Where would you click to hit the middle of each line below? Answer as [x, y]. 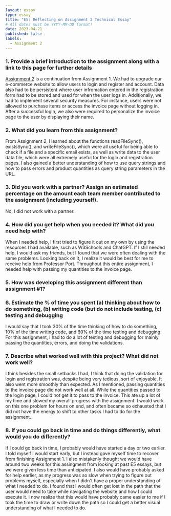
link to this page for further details [49, 68]
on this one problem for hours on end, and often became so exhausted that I [86, 406]
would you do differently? [38, 437]
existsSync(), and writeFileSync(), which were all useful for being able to [82, 147]
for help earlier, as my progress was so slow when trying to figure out [79, 475]
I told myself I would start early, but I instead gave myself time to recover [82, 453]
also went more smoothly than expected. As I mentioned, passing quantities [85, 384]
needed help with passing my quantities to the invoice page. [69, 269]
